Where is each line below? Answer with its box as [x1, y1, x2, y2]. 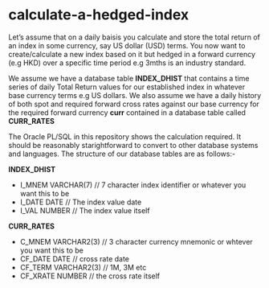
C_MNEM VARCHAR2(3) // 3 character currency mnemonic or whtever [19, 237, 253, 246]
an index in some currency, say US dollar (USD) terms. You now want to [8, 40, 246, 50]
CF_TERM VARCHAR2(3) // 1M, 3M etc [19, 262, 147, 272]
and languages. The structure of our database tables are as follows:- [8, 149, 235, 158]
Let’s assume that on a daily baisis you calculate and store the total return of [8, 32, 261, 42]
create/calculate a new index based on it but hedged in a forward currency [8, 49, 255, 59]
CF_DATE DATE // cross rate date [19, 253, 130, 263]
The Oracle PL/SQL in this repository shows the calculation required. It [8, 131, 242, 142]
